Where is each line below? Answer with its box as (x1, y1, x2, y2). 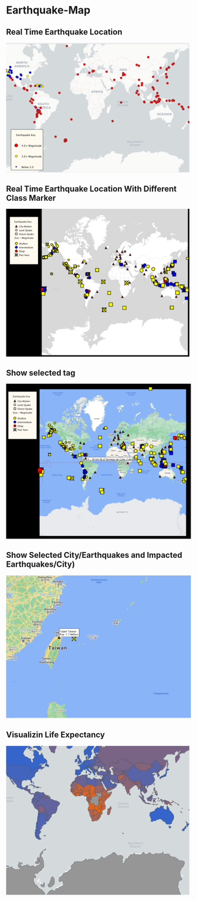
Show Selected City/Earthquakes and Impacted (6, 550, 183, 560)
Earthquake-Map (6, 4, 91, 17)
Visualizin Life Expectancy (6, 730, 106, 740)
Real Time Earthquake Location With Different (6, 184, 177, 194)
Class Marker (6, 193, 56, 203)
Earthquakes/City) (6, 560, 75, 570)
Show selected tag (6, 368, 76, 378)
